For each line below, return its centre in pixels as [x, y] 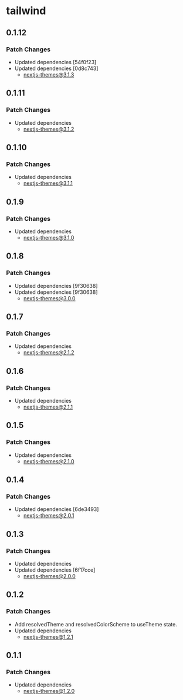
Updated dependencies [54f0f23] [55, 62]
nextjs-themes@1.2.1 [48, 636]
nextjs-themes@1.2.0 [49, 691]
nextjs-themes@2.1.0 [49, 461]
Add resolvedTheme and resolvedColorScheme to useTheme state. [96, 624]
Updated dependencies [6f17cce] [55, 570]
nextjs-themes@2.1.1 [48, 407]
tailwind [26, 11]
